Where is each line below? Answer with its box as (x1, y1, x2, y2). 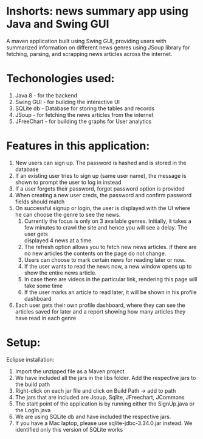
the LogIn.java (15, 406, 51, 413)
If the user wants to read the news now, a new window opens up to (24, 262, 192, 270)
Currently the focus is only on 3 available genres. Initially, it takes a (24, 217, 191, 225)
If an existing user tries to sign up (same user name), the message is (15, 172, 187, 179)
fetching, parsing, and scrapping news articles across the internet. (6, 50, 173, 57)
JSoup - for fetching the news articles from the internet (15, 111, 154, 118)
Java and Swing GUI (6, 17, 109, 31)
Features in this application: (6, 139, 150, 153)
